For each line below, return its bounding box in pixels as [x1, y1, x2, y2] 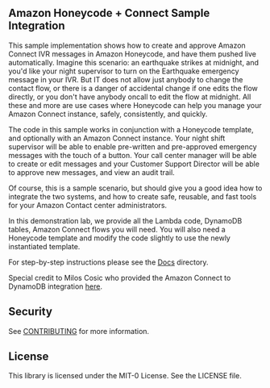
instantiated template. [8, 241, 81, 251]
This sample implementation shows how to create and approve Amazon [8, 40, 246, 50]
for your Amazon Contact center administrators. [8, 200, 168, 210]
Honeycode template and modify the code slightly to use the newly [8, 233, 231, 243]
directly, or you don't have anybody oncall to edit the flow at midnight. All [8, 92, 251, 102]
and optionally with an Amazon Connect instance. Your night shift [8, 133, 226, 143]
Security [8, 305, 52, 319]
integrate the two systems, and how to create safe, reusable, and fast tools [8, 191, 257, 201]
